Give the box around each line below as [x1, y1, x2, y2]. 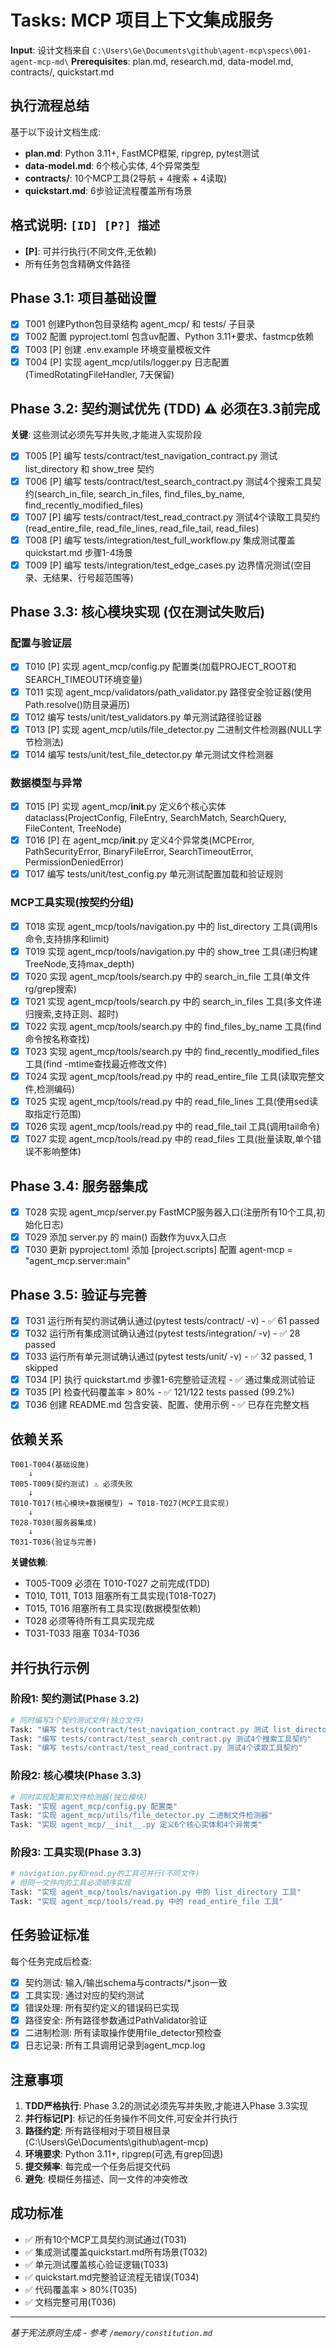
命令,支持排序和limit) [24, 932, 110, 945]
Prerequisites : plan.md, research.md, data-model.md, [71, 55, 294, 67]
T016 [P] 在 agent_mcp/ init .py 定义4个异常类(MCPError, [24, 834, 255, 846]
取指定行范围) [24, 1108, 82, 1120]
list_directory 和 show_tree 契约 [24, 462, 155, 475]
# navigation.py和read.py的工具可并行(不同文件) [10, 1869, 200, 1879]
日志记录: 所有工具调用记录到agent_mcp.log [24, 2039, 206, 2051]
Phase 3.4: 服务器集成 [10, 1177, 148, 1195]
